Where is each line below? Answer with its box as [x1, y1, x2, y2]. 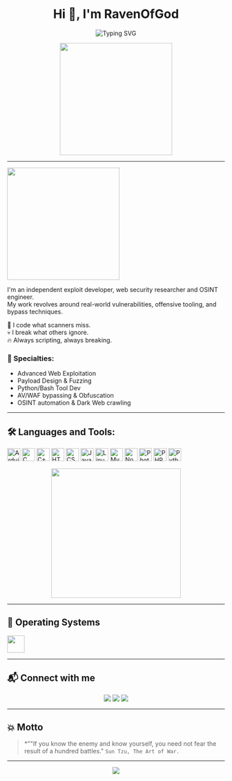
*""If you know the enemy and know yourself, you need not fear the [23, 740, 217, 748]
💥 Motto [7, 722, 43, 733]
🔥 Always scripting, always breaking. [7, 336, 113, 344]
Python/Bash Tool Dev [17, 384, 81, 392]
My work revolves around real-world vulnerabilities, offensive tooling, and [7, 300, 217, 308]
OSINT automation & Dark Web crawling [17, 398, 131, 407]
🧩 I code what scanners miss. [7, 320, 91, 329]
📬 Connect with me [7, 673, 95, 684]
